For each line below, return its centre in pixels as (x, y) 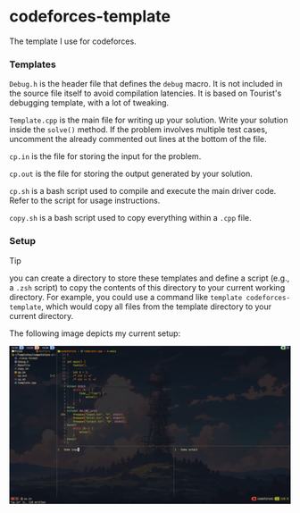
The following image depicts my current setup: (95, 333)
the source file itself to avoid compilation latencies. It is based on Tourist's (146, 93)
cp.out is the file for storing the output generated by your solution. (131, 174)
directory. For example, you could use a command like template (126, 297)
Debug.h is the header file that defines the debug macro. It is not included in (146, 84)
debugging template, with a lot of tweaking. (89, 103)
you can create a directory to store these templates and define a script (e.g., (150, 278)
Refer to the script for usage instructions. (85, 201)
